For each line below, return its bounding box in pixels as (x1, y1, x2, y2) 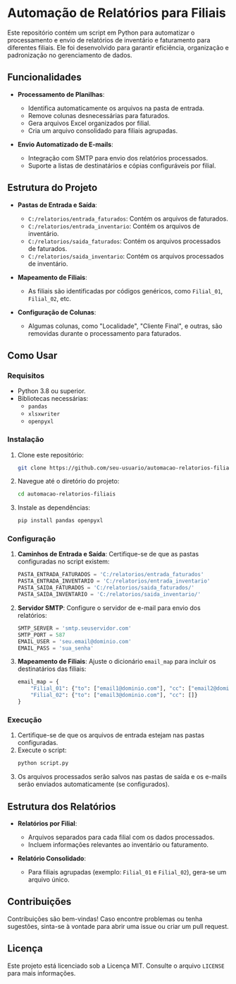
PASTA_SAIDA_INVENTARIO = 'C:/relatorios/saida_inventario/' (17, 591, 201, 598)
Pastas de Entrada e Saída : (17, 200, 97, 209)
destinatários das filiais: (17, 664, 87, 673)
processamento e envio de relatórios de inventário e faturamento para (7, 35, 211, 44)
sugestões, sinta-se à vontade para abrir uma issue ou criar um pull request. (7, 922, 229, 930)
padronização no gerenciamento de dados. (7, 51, 132, 59)
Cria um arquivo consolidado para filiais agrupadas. (27, 126, 178, 135)
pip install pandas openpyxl (17, 517, 104, 525)
